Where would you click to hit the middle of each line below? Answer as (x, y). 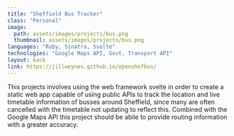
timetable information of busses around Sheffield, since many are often (111, 102)
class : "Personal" (34, 21)
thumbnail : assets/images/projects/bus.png (79, 40)
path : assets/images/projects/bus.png (71, 34)
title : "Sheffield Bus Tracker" (55, 14)
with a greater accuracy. (43, 124)
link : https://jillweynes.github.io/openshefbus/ (82, 67)
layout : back (27, 60)
